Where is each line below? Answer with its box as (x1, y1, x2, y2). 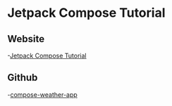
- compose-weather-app (7, 90, 78, 99)
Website (7, 33, 44, 45)
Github (7, 72, 38, 84)
